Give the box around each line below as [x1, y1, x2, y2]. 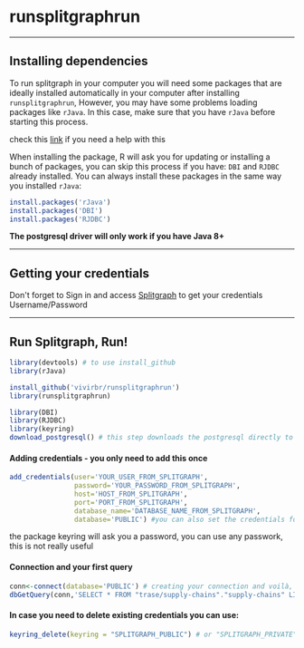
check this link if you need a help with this [9, 133, 166, 144]
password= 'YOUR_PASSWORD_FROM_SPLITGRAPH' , [73, 481, 242, 490]
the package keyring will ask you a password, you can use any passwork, [9, 531, 283, 542]
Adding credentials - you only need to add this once [9, 452, 208, 463]
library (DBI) [9, 408, 59, 417]
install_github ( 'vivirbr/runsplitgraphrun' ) [9, 382, 180, 392]
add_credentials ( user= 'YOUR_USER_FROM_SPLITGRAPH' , [9, 473, 208, 482]
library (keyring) [9, 424, 75, 434]
